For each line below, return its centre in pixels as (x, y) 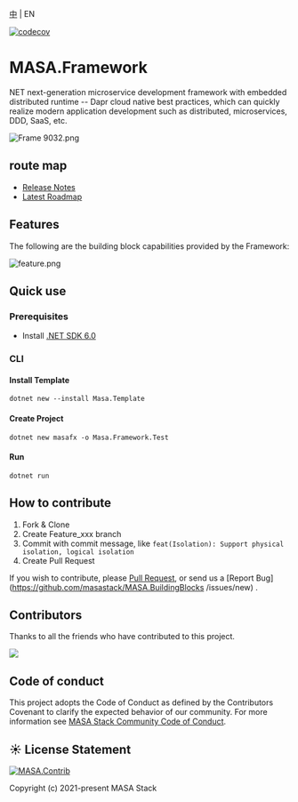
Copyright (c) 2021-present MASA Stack (83, 788)
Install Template (40, 380)
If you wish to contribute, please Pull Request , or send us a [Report (132, 578)
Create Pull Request (58, 560)
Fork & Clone (46, 525)
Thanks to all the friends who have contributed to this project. (122, 637)
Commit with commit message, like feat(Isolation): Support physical (153, 543)
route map (38, 166)
